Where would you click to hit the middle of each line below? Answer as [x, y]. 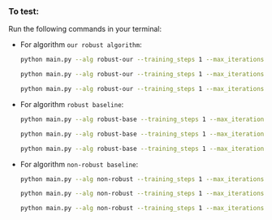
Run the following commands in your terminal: [85, 29]
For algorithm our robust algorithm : [81, 45]
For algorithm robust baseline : [72, 104]
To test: [24, 11]
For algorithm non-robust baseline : [79, 164]
